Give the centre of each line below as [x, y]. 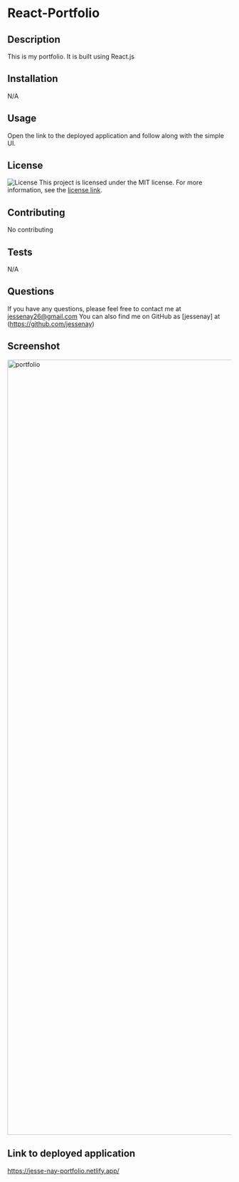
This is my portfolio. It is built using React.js [71, 56]
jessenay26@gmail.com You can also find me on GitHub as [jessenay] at [114, 316]
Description [34, 40]
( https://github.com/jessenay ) [51, 324]
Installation [33, 79]
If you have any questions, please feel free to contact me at [94, 308]
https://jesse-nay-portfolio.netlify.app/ [63, 1171]
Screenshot [34, 346]
